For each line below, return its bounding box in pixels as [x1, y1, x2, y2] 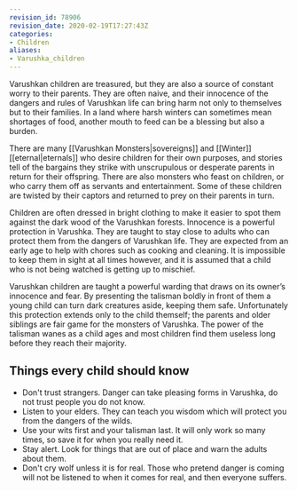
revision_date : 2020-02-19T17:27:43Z [9, 21, 149, 30]
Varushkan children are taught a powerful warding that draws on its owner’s [9, 281, 286, 291]
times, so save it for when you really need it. [21, 434, 184, 445]
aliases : [9, 46, 42, 55]
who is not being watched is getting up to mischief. [9, 264, 196, 274]
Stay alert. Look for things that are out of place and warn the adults [21, 443, 268, 454]
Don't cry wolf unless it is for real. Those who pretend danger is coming [21, 463, 285, 473]
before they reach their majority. [9, 338, 127, 348]
